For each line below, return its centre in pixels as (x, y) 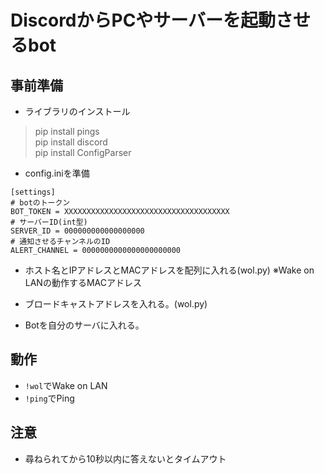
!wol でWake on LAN (66, 385)
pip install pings (67, 131)
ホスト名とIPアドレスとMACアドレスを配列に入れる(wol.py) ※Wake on (169, 270)
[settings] (33, 192)
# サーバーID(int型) (49, 222)
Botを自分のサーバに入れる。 (84, 325)
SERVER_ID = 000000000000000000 (77, 231)
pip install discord (71, 142)
